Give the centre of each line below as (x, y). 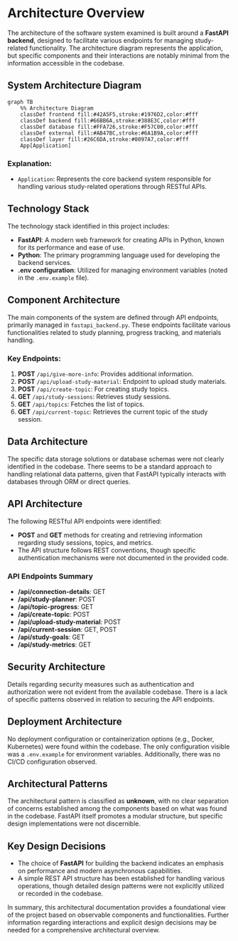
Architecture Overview (76, 13)
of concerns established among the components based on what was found (117, 809)
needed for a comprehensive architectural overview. (84, 930)
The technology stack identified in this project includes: (89, 226)
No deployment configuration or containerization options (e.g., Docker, (111, 739)
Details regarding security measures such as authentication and (101, 684)
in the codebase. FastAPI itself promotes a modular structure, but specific (115, 816)
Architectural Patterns (58, 784)
